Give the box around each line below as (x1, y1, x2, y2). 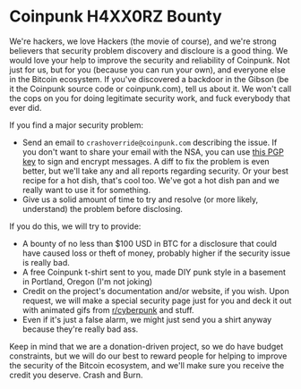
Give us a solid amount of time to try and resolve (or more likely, (21, 194, 259, 205)
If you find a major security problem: (9, 119, 144, 131)
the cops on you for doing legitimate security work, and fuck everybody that (9, 92, 291, 104)
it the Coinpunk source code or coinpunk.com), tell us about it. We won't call (9, 83, 292, 94)
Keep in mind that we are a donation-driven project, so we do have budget (9, 341, 284, 351)
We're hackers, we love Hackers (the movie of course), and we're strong (9, 36, 277, 47)
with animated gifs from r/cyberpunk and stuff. (21, 304, 194, 315)
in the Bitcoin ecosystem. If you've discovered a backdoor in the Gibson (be (9, 73, 289, 84)
